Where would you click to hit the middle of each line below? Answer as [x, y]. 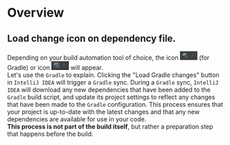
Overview [36, 13]
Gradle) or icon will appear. [55, 68]
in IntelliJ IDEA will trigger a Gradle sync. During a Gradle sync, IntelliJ [113, 82]
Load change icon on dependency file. [92, 39]
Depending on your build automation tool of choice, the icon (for [108, 58]
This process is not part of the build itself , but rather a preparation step [110, 127]
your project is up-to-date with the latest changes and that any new [103, 112]
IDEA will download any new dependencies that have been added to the [109, 89]
